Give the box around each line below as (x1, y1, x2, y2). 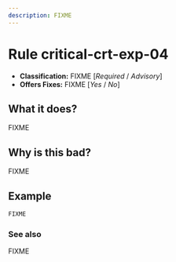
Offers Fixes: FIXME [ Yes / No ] (19, 79, 120, 89)
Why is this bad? (8, 146, 92, 159)
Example (8, 189, 52, 202)
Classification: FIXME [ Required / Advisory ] (19, 71, 163, 81)
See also (8, 228, 42, 239)
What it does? (8, 102, 78, 115)
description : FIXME (8, 11, 72, 20)
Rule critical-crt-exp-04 (8, 45, 169, 63)
